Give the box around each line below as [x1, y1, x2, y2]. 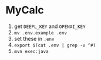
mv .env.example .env [14, 30, 67, 36]
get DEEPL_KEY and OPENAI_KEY [14, 23, 86, 30]
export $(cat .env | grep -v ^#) [14, 42, 96, 48]
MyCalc [5, 3, 45, 17]
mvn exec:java [14, 48, 49, 54]
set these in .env [14, 35, 55, 42]
